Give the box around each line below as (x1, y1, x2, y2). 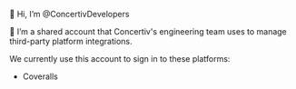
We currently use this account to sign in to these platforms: (9, 54, 231, 64)
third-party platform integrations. (9, 36, 133, 46)
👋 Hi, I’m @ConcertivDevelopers (9, 9, 130, 19)
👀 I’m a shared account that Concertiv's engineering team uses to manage (9, 26, 288, 36)
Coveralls (22, 71, 59, 82)
